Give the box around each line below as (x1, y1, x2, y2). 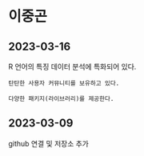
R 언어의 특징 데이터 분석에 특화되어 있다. (8, 62, 137, 71)
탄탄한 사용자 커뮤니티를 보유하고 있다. (8, 79, 120, 87)
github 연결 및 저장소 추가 (8, 138, 90, 148)
